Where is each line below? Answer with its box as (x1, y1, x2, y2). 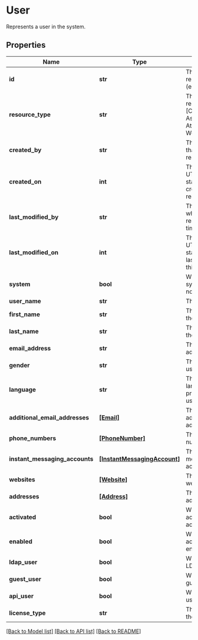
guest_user (9, 575, 42, 583)
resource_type (9, 110, 51, 119)
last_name (9, 327, 39, 335)
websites (9, 475, 35, 484)
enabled (9, 537, 32, 546)
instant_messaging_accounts (9, 455, 94, 463)
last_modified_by (9, 213, 59, 221)
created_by (9, 146, 42, 154)
